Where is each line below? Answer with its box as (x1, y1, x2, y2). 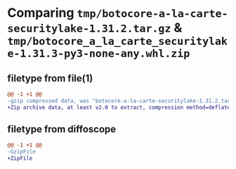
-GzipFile (7, 149, 37, 156)
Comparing (7, 5, 74, 21)
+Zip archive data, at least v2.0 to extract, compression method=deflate (7, 104, 231, 111)
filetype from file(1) (7, 72, 93, 84)
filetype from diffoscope (7, 123, 117, 135)
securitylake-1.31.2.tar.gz (7, 22, 171, 36)
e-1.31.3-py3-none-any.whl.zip (7, 47, 190, 60)
